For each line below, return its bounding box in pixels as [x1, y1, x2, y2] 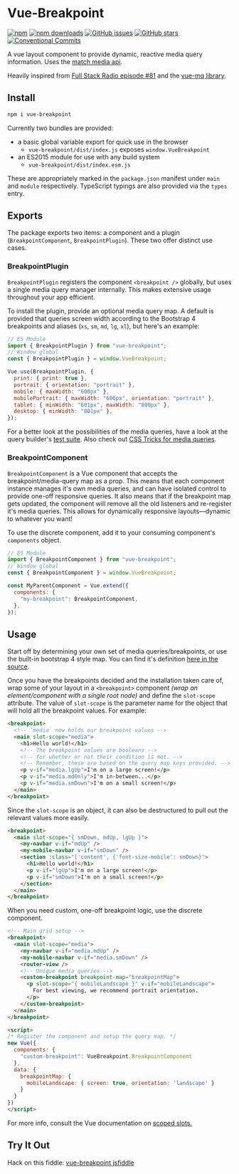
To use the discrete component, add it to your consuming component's [7, 528, 216, 537]
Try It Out [7, 1139, 51, 1151]
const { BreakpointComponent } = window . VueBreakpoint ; [7, 570, 176, 577]
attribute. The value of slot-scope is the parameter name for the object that [7, 699, 228, 708]
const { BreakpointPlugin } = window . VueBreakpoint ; [7, 355, 167, 362]
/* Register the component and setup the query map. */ [7, 1033, 176, 1040]
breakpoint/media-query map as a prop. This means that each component [7, 476, 225, 485]
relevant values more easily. [7, 813, 90, 822]
